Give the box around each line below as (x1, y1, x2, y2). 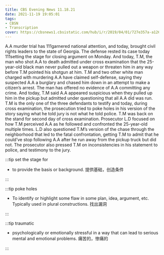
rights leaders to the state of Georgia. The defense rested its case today (5, 48, 150, 54)
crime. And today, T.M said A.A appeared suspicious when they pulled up (5, 90, 153, 96)
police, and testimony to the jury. (5, 147, 71, 153)
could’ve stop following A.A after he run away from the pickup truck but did (5, 137, 157, 142)
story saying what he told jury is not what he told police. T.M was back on (5, 111, 153, 116)
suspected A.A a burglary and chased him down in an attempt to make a (5, 80, 150, 85)
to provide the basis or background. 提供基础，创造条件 (12, 167, 124, 172)
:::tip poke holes (5, 186, 38, 191)
